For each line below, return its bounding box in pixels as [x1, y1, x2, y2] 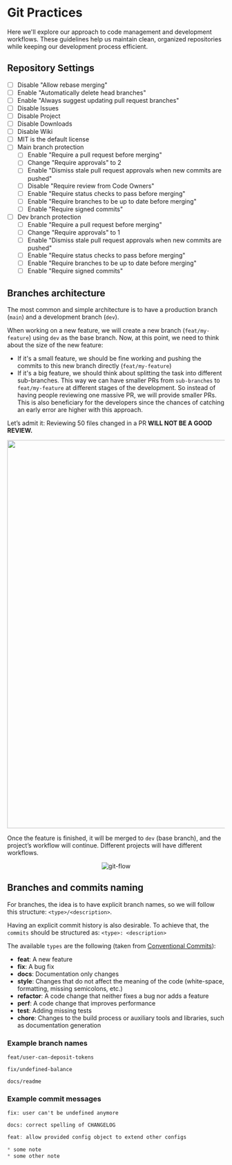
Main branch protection [17, 143, 84, 151]
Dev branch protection [17, 213, 81, 221]
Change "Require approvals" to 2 [27, 159, 122, 167]
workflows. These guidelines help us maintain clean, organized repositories [7, 35, 222, 43]
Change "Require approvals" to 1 [27, 228, 121, 236]
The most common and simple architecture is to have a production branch [7, 306, 218, 313]
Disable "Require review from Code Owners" [27, 182, 155, 190]
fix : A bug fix [17, 962, 55, 970]
